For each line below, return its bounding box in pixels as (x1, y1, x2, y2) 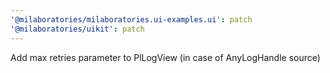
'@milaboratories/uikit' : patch (10, 24, 145, 34)
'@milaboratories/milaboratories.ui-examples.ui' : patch (10, 14, 253, 25)
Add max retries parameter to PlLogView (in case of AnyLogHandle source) (10, 51, 321, 63)
